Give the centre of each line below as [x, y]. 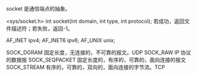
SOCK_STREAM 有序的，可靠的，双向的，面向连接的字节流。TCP [86, 67]
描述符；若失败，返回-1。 [42, 29]
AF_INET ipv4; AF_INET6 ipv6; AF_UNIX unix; [61, 40]
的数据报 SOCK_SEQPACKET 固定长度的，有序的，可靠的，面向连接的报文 [96, 60]
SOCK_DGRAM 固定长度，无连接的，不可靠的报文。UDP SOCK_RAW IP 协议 [98, 52]
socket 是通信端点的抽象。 [38, 9]
